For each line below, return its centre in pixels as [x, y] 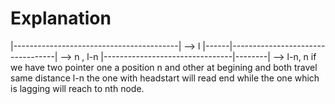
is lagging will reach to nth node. [77, 88]
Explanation [61, 18]
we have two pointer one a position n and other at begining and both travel [164, 67]
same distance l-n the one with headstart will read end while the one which [165, 78]
